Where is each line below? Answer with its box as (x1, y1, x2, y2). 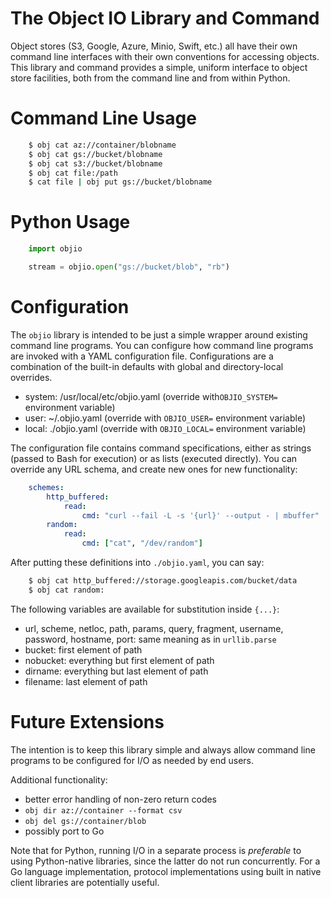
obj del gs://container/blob (24, 816, 147, 826)
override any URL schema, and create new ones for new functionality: (10, 463, 298, 475)
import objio (28, 244, 83, 254)
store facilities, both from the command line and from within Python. (10, 72, 291, 84)
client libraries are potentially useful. (10, 876, 160, 888)
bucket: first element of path (24, 643, 143, 656)
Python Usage (10, 211, 131, 234)
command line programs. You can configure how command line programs (10, 339, 314, 351)
